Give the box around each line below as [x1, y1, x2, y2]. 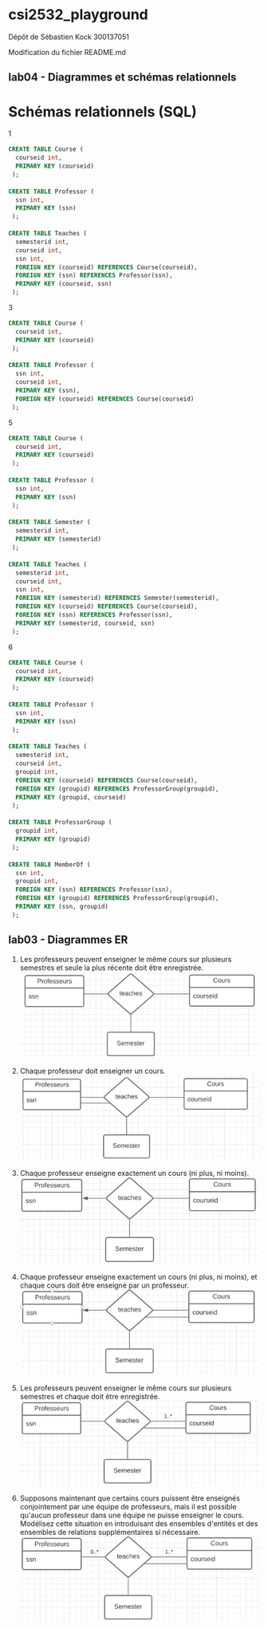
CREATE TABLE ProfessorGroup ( [8, 818, 112, 826]
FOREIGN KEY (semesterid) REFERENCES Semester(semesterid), [15, 594, 219, 602]
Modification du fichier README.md [8, 47, 126, 57]
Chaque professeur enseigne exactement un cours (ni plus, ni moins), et [19, 1272, 258, 1281]
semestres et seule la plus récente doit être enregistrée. [19, 963, 203, 972]
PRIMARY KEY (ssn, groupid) [15, 903, 109, 911]
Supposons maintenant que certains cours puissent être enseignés [19, 1493, 241, 1503]
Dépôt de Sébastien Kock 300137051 [8, 32, 129, 41]
